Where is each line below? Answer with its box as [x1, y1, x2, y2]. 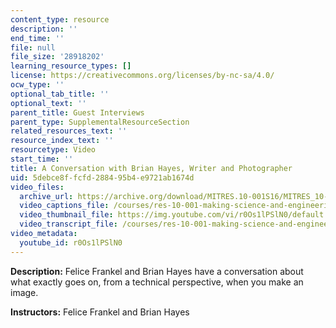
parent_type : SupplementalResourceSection [10, 117, 190, 127]
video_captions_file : [19, 201, 110, 211]
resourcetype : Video [10, 145, 97, 155]
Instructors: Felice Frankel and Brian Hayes [10, 306, 190, 318]
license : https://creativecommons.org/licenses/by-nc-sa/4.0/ [10, 71, 275, 81]
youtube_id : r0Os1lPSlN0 [19, 237, 123, 248]
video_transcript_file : [19, 219, 118, 230]
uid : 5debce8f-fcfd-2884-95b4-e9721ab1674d [10, 172, 195, 183]
